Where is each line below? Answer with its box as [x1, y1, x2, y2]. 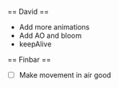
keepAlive [18, 39, 52, 49]
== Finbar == [7, 55, 51, 64]
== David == [7, 7, 50, 16]
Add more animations [18, 22, 90, 31]
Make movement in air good [18, 70, 112, 79]
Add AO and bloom [18, 31, 82, 40]
